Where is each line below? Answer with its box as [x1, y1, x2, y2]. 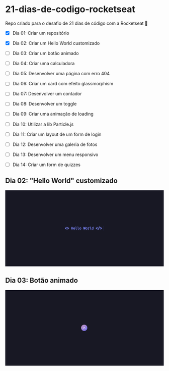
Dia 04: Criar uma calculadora [12, 61, 75, 67]
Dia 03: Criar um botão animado [12, 50, 79, 57]
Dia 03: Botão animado [5, 276, 78, 285]
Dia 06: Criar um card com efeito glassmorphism [12, 81, 114, 87]
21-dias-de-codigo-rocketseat [5, 4, 136, 15]
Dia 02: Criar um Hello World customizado [12, 40, 100, 46]
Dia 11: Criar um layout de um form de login [12, 131, 102, 137]
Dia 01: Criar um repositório [12, 30, 69, 36]
